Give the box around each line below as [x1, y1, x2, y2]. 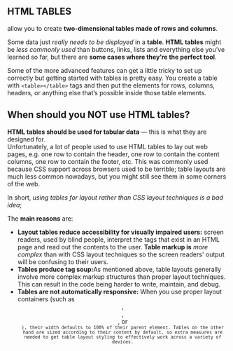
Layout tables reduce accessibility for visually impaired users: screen [17, 228, 224, 236]
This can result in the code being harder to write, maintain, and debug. [17, 280, 221, 288]
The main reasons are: [7, 214, 73, 223]
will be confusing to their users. [17, 257, 108, 266]
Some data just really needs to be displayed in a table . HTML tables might [7, 38, 222, 46]
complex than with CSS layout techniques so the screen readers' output [17, 250, 225, 259]
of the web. [7, 179, 41, 188]
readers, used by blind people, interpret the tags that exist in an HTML [17, 235, 220, 244]
